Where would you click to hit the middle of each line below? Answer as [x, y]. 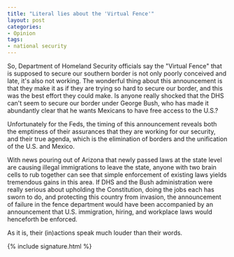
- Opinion [22, 33]
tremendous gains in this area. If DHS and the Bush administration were [110, 182]
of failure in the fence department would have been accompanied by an [110, 204]
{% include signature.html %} [50, 246]
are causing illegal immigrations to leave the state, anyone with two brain [112, 167]
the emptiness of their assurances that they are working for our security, [111, 131]
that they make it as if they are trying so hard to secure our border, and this [115, 88]
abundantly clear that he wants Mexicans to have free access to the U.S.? [113, 110]
